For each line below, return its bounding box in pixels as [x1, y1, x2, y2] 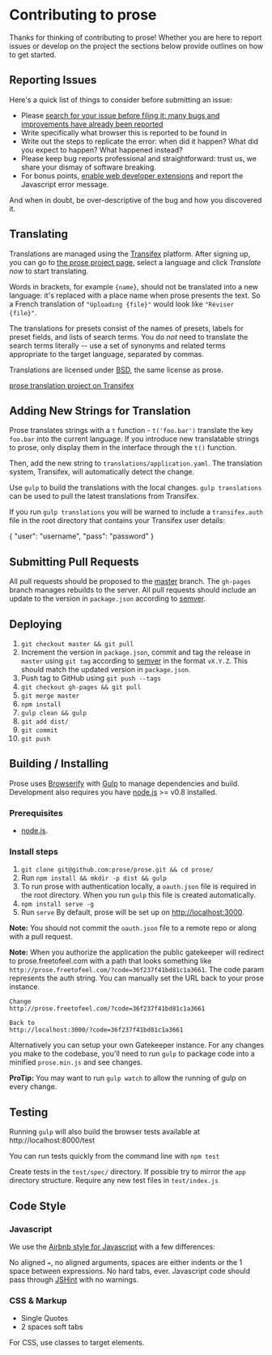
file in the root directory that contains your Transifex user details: [9, 516, 226, 525]
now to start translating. [9, 266, 88, 276]
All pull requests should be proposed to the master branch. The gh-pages [9, 577, 252, 586]
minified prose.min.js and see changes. [9, 1057, 143, 1067]
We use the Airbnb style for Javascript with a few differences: [9, 1241, 215, 1251]
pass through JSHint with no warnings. [9, 1275, 139, 1284]
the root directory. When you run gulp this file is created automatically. [20, 890, 256, 900]
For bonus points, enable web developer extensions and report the [20, 170, 244, 180]
